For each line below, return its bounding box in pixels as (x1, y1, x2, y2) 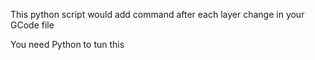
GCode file (10, 19, 55, 31)
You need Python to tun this (10, 39, 125, 50)
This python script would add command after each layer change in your (10, 9, 305, 20)
